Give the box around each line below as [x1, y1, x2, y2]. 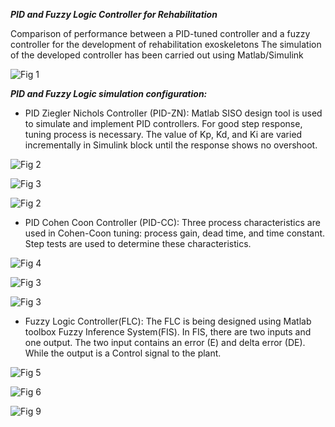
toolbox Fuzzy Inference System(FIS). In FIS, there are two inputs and [24, 326, 312, 338]
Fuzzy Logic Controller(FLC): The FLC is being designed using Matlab [24, 315, 312, 327]
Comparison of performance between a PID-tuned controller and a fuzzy [10, 28, 311, 39]
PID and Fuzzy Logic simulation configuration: [10, 88, 208, 99]
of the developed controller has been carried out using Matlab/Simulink [10, 49, 304, 61]
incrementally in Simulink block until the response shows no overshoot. [24, 139, 318, 151]
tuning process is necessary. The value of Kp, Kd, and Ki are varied [24, 129, 303, 140]
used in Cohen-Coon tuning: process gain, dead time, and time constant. [24, 227, 326, 239]
